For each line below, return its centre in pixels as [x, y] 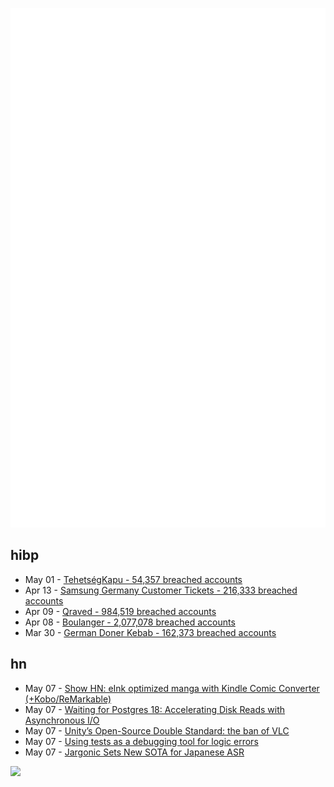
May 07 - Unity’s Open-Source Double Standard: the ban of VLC [157, 730]
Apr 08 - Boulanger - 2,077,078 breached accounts [130, 622]
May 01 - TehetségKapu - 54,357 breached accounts [133, 579]
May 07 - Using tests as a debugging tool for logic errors [141, 741]
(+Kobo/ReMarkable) [68, 699]
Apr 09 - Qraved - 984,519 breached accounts [120, 611]
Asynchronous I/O [62, 720]
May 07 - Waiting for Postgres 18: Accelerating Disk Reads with [155, 709]
